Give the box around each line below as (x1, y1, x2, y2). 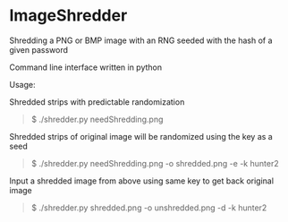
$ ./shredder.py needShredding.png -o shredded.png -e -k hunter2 (30, 158, 279, 168)
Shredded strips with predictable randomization (9, 96, 185, 107)
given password (9, 44, 69, 55)
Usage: (9, 79, 36, 90)
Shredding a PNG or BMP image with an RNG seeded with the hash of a (9, 35, 273, 46)
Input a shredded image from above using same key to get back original (9, 175, 275, 186)
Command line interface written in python (9, 62, 163, 73)
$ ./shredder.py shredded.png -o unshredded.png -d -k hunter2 (30, 202, 267, 213)
